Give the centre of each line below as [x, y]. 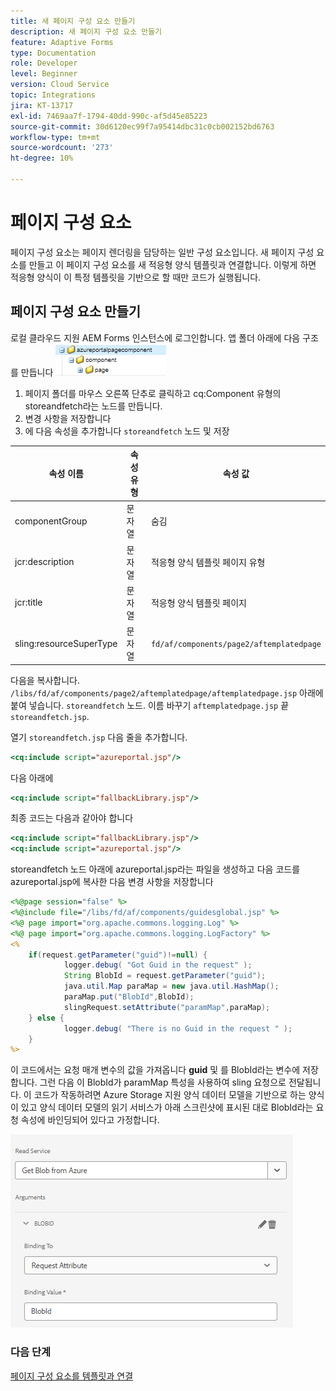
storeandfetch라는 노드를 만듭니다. [93, 406]
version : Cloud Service [60, 85]
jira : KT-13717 [42, 105]
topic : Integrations [53, 95]
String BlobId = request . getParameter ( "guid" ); [165, 976]
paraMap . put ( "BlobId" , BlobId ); [129, 997]
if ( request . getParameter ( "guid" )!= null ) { [118, 955]
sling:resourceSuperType [66, 643]
